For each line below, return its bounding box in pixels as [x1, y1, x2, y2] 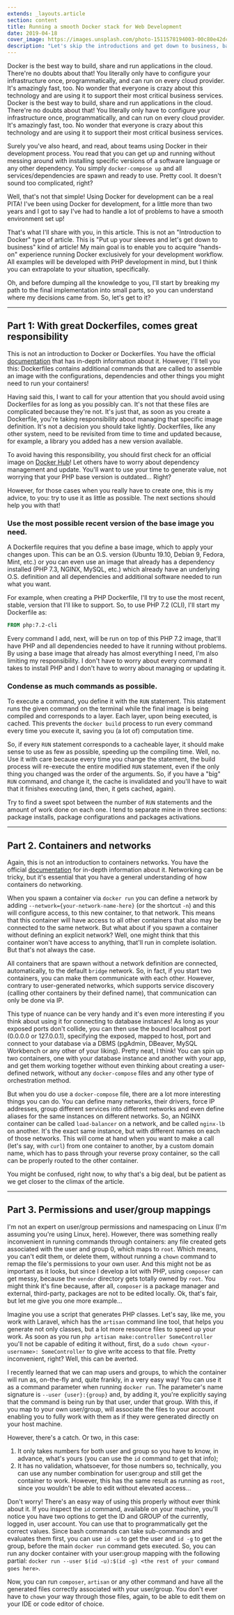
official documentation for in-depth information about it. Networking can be [7, 865, 224, 874]
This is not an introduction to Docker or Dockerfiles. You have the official [7, 349, 216, 357]
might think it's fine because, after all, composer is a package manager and [7, 1281, 219, 1290]
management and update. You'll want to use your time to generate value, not [7, 465, 227, 474]
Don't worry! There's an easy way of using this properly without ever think [7, 1497, 221, 1506]
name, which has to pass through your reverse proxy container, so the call [7, 1149, 220, 1157]
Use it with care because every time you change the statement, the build [7, 755, 216, 764]
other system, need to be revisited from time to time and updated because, [7, 429, 222, 438]
